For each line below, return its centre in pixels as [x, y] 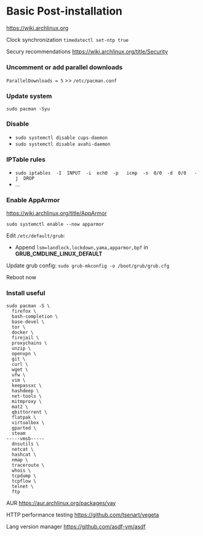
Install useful [26, 293]
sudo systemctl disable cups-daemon [61, 138]
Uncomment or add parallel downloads [65, 67]
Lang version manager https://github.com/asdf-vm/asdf [76, 526]
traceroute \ [28, 465]
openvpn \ [24, 353]
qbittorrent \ [29, 412]
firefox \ [24, 311]
